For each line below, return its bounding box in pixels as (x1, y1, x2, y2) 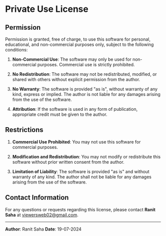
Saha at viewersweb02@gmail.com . (5, 212, 79, 218)
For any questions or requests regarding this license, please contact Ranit (5, 206, 156, 212)
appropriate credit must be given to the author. (12, 111, 108, 117)
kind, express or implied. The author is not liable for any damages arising (12, 92, 161, 97)
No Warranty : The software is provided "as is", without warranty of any (12, 86, 158, 92)
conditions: (5, 47, 28, 52)
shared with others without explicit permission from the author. (12, 77, 140, 82)
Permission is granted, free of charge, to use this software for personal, (5, 36, 151, 42)
